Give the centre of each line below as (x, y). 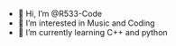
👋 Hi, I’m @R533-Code (60, 14)
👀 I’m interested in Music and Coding (86, 23)
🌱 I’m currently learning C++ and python (93, 32)
